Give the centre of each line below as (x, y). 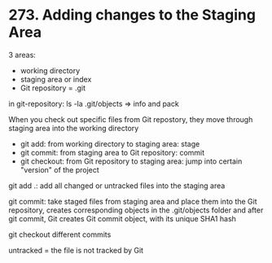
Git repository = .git (53, 88)
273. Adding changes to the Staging (132, 15)
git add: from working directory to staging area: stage (110, 143)
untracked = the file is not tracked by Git (76, 250)
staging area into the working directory (74, 128)
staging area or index (56, 79)
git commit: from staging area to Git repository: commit (112, 152)
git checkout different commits (60, 235)
